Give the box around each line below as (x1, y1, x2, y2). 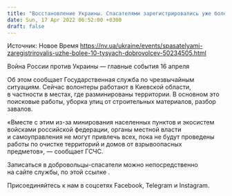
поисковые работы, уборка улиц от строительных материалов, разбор (7, 98, 216, 106)
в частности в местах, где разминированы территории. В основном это (7, 90, 220, 98)
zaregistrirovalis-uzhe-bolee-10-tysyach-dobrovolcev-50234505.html (7, 49, 207, 57)
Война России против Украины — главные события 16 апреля (7, 63, 190, 71)
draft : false (7, 23, 45, 30)
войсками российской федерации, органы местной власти (7, 125, 182, 134)
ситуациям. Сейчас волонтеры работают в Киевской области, (7, 83, 191, 91)
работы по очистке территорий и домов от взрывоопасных (7, 140, 182, 149)
